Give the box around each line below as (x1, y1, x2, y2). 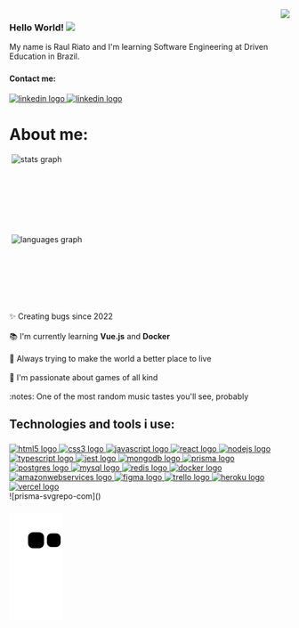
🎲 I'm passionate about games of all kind (9, 371, 158, 382)
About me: (9, 125, 89, 145)
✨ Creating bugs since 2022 (9, 311, 114, 322)
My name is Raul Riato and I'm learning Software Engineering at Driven (9, 42, 269, 53)
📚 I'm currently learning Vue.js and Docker (9, 330, 171, 341)
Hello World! (9, 21, 65, 34)
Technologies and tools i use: (9, 417, 175, 432)
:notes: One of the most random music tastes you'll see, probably (9, 391, 249, 402)
